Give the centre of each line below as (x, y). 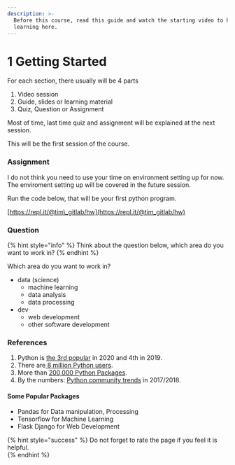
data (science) (38, 279)
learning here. (36, 27)
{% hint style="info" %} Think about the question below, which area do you (115, 245)
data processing (51, 302)
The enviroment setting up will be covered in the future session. (99, 185)
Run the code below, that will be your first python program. (92, 198)
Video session (38, 95)
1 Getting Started (57, 61)
